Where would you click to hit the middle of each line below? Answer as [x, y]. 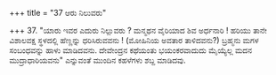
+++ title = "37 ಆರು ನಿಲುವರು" [58, 13]
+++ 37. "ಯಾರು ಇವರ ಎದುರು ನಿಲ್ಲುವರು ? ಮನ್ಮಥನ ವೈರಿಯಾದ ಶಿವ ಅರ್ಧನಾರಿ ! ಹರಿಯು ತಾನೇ [138, 30]
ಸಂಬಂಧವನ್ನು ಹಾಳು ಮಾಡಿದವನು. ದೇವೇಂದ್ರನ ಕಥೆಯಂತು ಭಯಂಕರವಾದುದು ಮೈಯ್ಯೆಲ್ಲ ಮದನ [130, 50]
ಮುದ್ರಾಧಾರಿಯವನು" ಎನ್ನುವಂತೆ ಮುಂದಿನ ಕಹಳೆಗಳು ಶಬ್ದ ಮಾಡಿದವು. [98, 60]
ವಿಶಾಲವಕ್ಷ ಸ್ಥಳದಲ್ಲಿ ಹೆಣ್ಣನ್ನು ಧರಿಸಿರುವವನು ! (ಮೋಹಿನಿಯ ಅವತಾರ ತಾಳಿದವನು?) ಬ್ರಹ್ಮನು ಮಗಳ [134, 40]
